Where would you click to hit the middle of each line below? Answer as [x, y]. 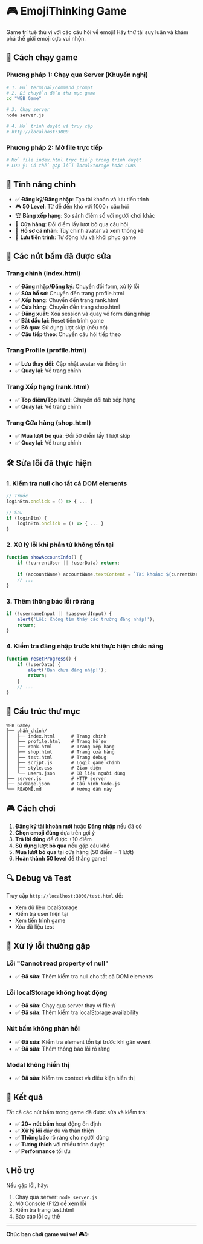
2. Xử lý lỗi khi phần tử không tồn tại [60, 545]
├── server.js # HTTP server [56, 778]
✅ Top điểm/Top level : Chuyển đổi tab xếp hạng [75, 400]
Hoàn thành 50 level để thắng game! [61, 858]
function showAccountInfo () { [44, 557]
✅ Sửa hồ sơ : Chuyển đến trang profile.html [69, 294]
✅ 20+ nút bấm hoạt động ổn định [58, 1124]
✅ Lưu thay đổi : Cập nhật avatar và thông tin [71, 363]
